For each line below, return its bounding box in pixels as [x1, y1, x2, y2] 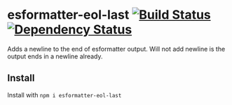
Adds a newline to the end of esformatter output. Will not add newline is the [7, 45, 226, 53]
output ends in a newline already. [7, 52, 103, 60]
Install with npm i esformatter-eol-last [7, 90, 122, 99]
